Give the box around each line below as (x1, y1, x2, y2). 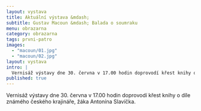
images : (6, 42, 26, 48)
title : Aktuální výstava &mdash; (6, 14, 90, 20)
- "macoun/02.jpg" (11, 53, 58, 59)
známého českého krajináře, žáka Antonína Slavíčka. (6, 98, 136, 105)
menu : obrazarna (6, 25, 47, 32)
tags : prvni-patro (6, 36, 52, 42)
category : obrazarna (6, 31, 58, 37)
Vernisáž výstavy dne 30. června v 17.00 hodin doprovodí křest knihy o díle (6, 92, 191, 99)
